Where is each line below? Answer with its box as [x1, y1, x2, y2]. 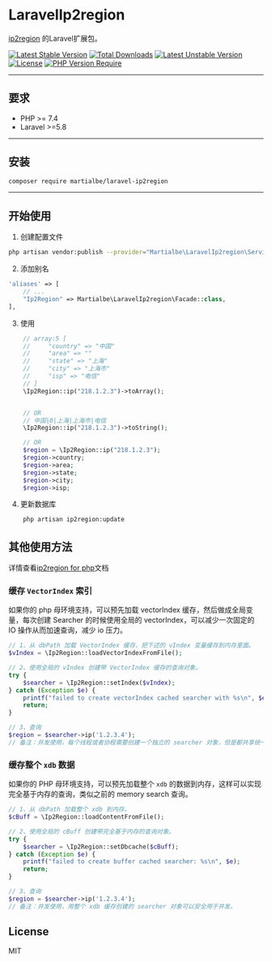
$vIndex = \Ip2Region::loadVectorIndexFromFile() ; [8, 649, 183, 658]
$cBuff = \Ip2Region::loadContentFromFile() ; [8, 813, 164, 821]
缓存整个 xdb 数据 [8, 759, 75, 770]
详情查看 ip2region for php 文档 [8, 563, 109, 573]
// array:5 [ [23, 334, 67, 343]
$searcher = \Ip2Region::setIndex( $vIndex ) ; [23, 679, 176, 687]
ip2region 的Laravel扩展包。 [8, 33, 103, 43]
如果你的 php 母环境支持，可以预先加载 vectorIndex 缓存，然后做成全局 [8, 605, 247, 615]
